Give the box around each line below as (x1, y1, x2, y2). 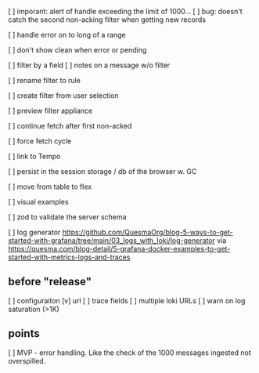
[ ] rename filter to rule (8, 76, 81, 85)
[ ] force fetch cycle (8, 136, 72, 146)
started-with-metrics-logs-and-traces (8, 252, 131, 262)
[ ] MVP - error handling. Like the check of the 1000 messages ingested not (8, 348, 252, 357)
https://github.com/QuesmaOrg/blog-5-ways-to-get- (62, 227, 233, 237)
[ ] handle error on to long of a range (8, 31, 127, 39)
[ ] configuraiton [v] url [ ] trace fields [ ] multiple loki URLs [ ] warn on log (8, 295, 246, 305)
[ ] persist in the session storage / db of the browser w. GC (8, 167, 197, 176)
